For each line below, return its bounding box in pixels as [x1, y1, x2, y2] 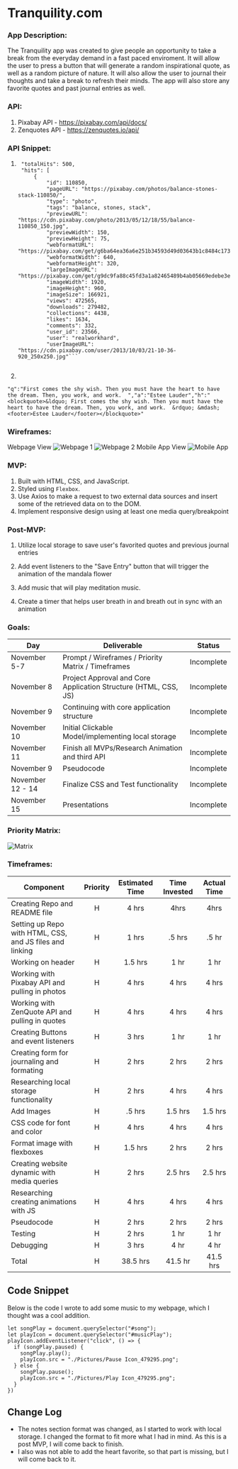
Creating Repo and [11, 898, 73, 908]
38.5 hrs [121, 1256, 150, 1266]
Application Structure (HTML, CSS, [62, 682, 178, 692]
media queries [11, 1176, 59, 1186]
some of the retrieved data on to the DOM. [17, 499, 142, 508]
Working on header [11, 957, 75, 967]
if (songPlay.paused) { [13, 1343, 84, 1350]
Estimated [118, 878, 154, 888]
